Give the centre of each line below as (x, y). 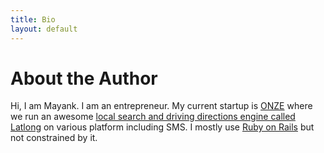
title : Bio (33, 19)
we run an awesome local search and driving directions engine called (153, 117)
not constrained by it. (54, 138)
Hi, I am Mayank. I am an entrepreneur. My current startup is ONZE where (161, 106)
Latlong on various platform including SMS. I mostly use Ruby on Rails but (162, 127)
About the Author (84, 78)
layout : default (44, 29)
